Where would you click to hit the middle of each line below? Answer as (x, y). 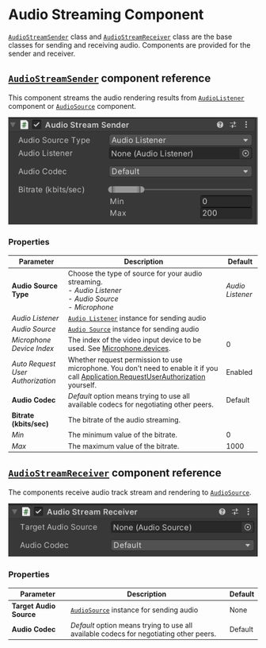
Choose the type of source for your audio (135, 273)
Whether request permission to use (125, 360)
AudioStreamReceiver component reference (115, 473)
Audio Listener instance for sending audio (137, 318)
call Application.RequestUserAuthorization (137, 376)
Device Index (32, 349)
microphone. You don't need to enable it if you (143, 368)
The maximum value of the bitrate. (123, 445)
